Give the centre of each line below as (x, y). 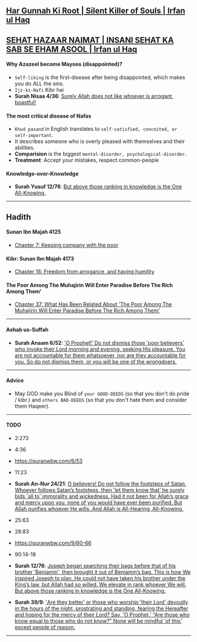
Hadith (18, 217)
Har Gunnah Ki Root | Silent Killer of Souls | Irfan (96, 11)
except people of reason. (45, 627)
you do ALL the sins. (39, 84)
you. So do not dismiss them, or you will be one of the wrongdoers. (96, 361)
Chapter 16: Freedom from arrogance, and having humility (84, 272)
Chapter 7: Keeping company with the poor (67, 245)
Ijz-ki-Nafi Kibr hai (39, 89)
